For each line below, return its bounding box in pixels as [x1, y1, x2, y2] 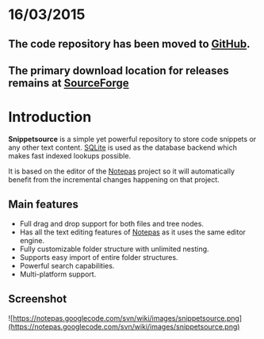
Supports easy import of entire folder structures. [19, 252, 178, 262]
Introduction [8, 109, 92, 126]
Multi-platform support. [19, 269, 97, 279]
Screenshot [8, 292, 67, 306]
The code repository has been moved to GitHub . [8, 37, 251, 51]
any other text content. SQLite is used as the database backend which [8, 143, 238, 152]
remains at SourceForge [8, 76, 129, 90]
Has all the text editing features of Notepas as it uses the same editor [19, 227, 246, 237]
